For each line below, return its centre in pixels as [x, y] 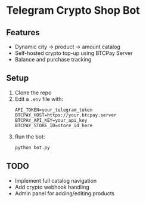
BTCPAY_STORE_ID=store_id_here [54, 125]
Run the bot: [30, 136]
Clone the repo [33, 93]
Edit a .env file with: [39, 99]
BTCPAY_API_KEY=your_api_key [51, 120]
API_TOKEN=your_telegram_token [54, 110]
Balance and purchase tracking [53, 59]
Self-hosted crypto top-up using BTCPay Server [74, 53]
